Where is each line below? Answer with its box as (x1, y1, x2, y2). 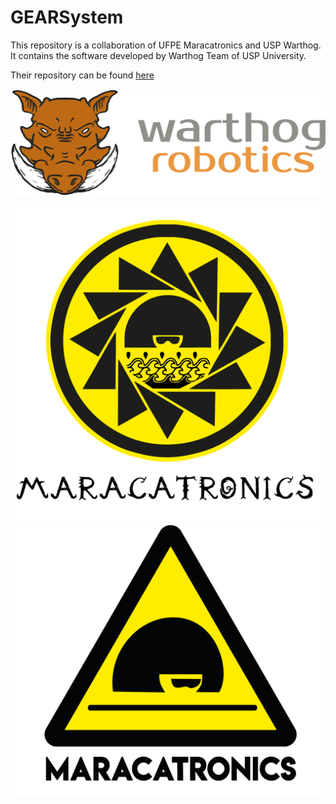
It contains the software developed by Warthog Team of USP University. (10, 49, 307, 61)
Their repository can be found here (10, 69, 155, 81)
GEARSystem (10, 6, 124, 29)
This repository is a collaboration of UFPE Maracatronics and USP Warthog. (10, 39, 322, 51)
